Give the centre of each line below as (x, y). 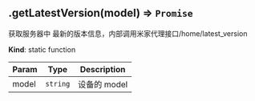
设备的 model (103, 84)
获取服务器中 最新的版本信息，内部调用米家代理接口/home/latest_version (128, 33)
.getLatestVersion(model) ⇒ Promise (101, 13)
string (58, 84)
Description (103, 69)
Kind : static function (42, 49)
